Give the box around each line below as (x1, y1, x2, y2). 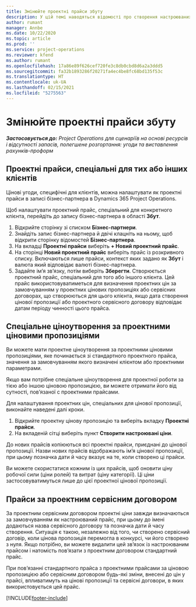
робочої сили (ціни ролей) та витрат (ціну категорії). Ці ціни (6, 471, 155, 478)
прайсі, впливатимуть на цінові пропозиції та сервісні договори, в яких (6, 577, 184, 584)
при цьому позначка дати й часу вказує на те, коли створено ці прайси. (6, 454, 185, 461)
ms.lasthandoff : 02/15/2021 (6, 85, 75, 91)
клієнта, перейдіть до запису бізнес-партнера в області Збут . (6, 212, 160, 219)
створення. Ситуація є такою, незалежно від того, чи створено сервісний (6, 529, 190, 536)
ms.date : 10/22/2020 (6, 30, 57, 36)
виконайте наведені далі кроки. (6, 406, 85, 413)
